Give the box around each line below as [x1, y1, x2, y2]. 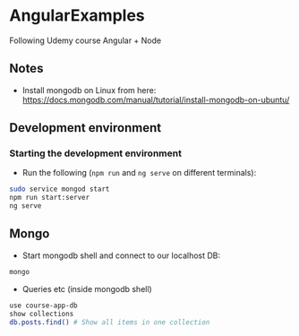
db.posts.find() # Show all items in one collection [9, 317, 210, 327]
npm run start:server [9, 194, 90, 202]
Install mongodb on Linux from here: [21, 84, 157, 95]
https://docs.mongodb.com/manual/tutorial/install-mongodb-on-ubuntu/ [21, 94, 290, 105]
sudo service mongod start [9, 185, 110, 194]
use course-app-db [9, 301, 78, 310]
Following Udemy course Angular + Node [9, 35, 162, 46]
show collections [9, 309, 74, 318]
